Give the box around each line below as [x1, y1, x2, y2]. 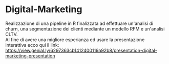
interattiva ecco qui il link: [5, 42, 59, 48]
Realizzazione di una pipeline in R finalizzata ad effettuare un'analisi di [5, 20, 154, 26]
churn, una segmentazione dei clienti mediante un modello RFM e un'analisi [5, 25, 165, 31]
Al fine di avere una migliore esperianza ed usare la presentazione [5, 37, 145, 43]
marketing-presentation [5, 52, 55, 59]
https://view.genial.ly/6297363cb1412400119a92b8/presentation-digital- [5, 47, 157, 53]
